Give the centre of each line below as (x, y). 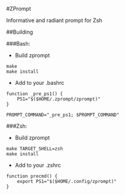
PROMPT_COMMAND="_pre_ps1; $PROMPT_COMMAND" (63, 115)
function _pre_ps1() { (35, 94)
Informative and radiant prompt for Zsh (54, 20)
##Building (20, 32)
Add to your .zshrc (38, 165)
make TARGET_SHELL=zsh (35, 149)
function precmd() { (32, 176)
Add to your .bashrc (40, 83)
